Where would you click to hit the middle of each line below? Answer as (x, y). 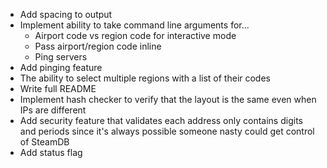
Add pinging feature (61, 67)
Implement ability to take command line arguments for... (134, 25)
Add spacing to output (66, 14)
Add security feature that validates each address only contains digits (161, 120)
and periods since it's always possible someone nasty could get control (167, 131)
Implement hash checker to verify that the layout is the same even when (168, 99)
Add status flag (51, 152)
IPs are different (53, 110)
